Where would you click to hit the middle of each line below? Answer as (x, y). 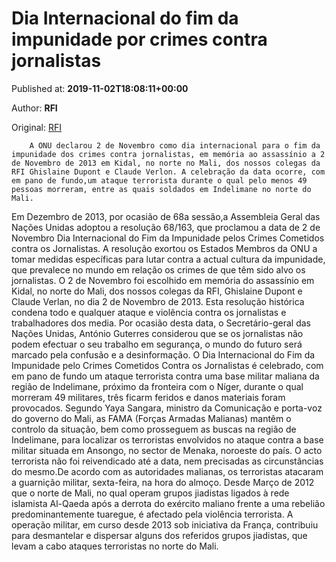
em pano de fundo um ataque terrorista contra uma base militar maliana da (165, 376)
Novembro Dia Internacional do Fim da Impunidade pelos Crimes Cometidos (168, 238)
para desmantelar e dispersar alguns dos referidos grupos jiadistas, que (159, 535)
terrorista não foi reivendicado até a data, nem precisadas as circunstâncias (167, 461)
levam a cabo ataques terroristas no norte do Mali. (115, 546)
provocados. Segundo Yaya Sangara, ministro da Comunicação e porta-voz (167, 408)
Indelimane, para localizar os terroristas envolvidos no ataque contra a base (167, 439)
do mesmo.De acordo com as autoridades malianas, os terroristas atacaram (167, 471)
